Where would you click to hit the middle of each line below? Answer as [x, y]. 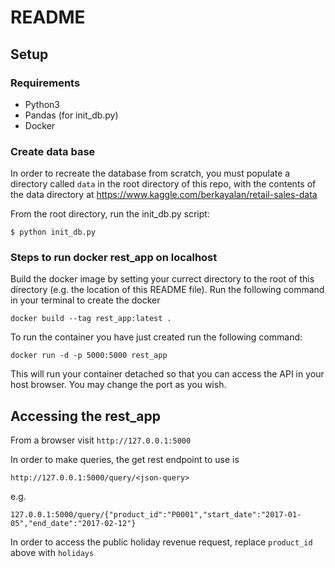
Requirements [45, 83]
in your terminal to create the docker [85, 300]
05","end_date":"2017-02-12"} [73, 524]
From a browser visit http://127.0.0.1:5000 [101, 440]
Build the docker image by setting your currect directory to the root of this [162, 279]
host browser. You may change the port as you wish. [118, 385]
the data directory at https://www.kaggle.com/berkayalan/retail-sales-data [164, 195]
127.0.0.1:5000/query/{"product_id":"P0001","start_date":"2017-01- [156, 515]
